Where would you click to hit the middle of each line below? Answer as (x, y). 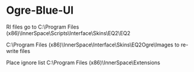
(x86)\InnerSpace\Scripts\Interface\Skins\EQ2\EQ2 (68, 33)
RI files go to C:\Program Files (43, 27)
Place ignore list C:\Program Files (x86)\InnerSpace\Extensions (83, 62)
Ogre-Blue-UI (40, 10)
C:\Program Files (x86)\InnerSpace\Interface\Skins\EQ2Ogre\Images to (93, 45)
